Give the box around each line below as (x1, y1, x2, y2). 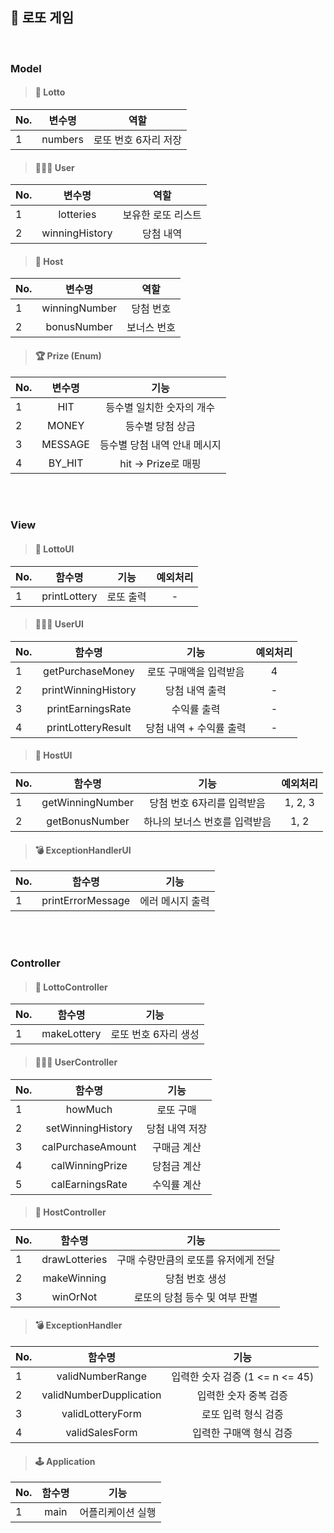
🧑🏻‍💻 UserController (34, 1056, 118, 1068)
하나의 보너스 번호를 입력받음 (143, 815, 272, 829)
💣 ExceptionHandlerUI (34, 844, 132, 856)
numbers (41, 132, 84, 146)
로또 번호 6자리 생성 (110, 1028, 200, 1042)
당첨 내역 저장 (146, 1121, 208, 1135)
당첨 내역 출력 (165, 683, 227, 697)
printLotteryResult (46, 720, 132, 734)
